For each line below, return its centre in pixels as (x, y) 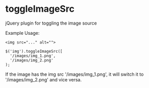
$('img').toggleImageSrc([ (34, 51)
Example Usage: (22, 33)
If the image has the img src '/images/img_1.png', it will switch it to (74, 74)
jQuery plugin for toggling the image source (51, 23)
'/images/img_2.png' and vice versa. (44, 79)
